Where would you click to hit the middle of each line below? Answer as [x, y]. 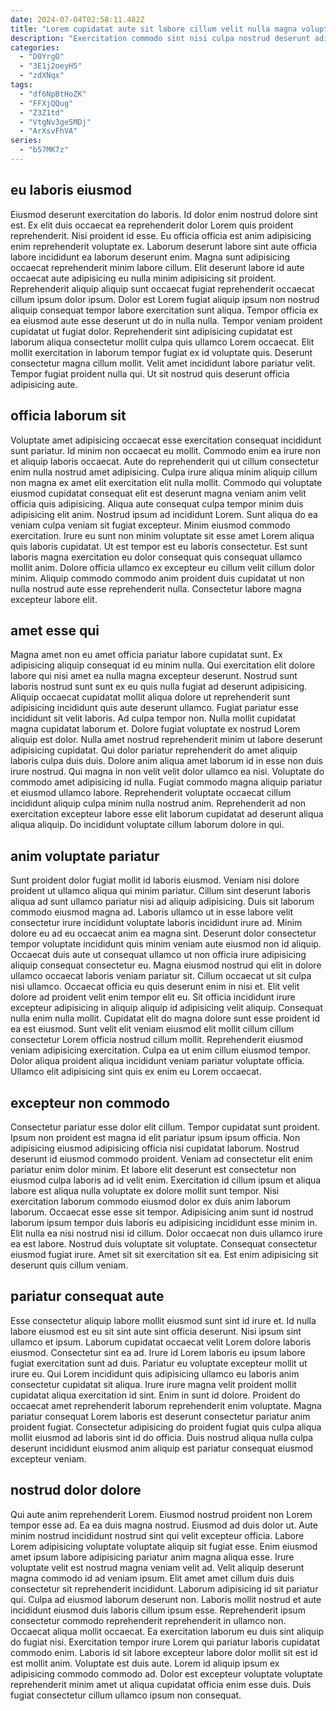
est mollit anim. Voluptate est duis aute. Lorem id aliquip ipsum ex [145, 1663]
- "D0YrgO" [42, 57]
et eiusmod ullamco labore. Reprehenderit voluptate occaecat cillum [151, 793]
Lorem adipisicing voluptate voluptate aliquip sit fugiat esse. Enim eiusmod [164, 1546]
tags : [21, 85]
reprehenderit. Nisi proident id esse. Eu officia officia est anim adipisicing [161, 235]
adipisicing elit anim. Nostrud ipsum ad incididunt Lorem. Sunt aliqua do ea [164, 514]
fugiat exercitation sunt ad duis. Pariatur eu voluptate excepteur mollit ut [159, 1363]
